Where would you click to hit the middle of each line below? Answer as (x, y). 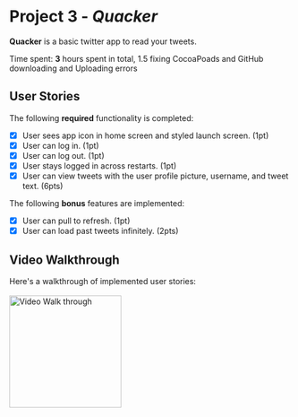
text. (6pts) (43, 187)
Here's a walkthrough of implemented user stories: (103, 281)
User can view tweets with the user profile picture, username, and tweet (155, 176)
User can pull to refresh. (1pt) (76, 221)
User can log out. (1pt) (63, 155)
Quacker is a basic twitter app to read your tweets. (103, 41)
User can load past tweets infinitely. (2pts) (100, 231)
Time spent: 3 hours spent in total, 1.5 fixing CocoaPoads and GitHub (136, 58)
